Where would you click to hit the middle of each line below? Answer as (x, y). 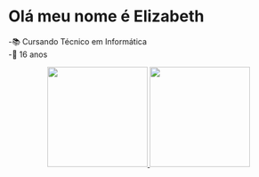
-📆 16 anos (28, 54)
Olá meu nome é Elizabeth (106, 16)
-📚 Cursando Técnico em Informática (78, 41)
